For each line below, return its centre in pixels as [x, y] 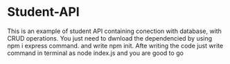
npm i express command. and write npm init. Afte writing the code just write [115, 45]
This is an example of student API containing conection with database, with [114, 31]
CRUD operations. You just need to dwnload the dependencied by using [110, 38]
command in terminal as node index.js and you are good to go [95, 53]
